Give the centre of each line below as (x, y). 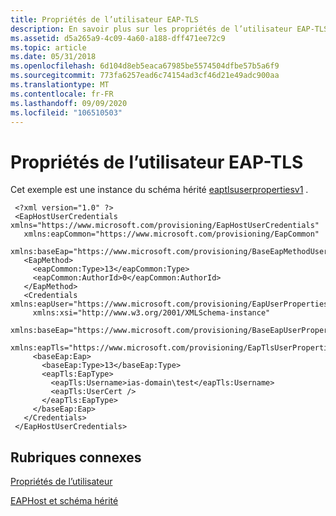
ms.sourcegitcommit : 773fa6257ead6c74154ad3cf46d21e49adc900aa (145, 76)
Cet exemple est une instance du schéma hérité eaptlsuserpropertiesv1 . (159, 190)
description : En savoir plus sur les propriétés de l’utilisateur (151, 29)
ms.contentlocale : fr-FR (62, 94)
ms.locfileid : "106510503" (66, 112)
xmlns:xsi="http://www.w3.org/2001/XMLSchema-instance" (151, 313)
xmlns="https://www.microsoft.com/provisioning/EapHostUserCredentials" (165, 226)
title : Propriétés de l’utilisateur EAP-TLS (104, 19)
